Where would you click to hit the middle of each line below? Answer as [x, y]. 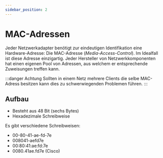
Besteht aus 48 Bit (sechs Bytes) [45, 111]
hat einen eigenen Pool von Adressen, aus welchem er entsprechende [77, 63]
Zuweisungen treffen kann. [33, 69]
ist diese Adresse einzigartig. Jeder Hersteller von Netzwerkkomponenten [81, 58]
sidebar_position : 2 [26, 10]
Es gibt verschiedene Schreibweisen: [43, 126]
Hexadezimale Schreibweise [41, 116]
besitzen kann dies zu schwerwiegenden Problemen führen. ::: [84, 83]
